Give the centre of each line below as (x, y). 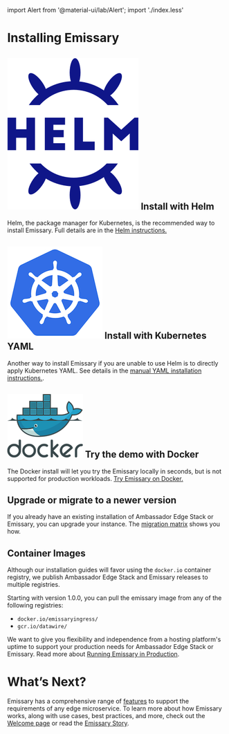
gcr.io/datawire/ (42, 627)
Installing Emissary (63, 38)
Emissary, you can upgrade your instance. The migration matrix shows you (113, 524)
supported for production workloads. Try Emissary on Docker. (95, 478)
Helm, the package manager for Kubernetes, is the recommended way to (111, 223)
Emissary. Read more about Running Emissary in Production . (93, 654)
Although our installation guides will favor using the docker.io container (109, 570)
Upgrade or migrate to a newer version (92, 500)
